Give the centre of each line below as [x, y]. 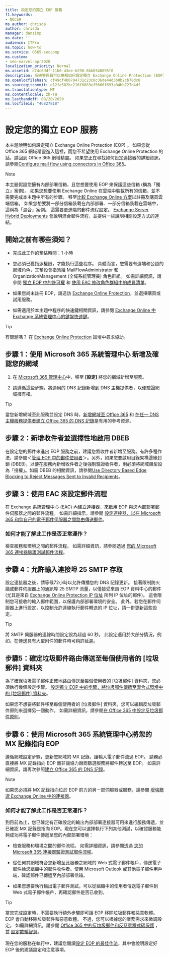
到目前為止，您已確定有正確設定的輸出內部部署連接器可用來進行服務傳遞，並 [84, 822]
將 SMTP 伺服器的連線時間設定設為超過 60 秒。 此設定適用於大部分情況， [81, 635]
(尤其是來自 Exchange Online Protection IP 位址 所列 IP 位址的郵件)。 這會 [81, 595]
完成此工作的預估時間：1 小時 [43, 253]
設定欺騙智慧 [24, 932]
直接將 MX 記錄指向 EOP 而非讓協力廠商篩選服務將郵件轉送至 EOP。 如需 [81, 763]
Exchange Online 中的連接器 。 [42, 796]
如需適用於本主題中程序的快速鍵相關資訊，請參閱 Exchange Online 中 [84, 310]
